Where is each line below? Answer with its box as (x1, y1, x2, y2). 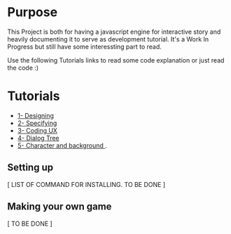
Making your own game (7, 201, 112, 213)
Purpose (7, 4, 58, 20)
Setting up (7, 162, 54, 174)
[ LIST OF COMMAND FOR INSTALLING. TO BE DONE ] (7, 180, 166, 188)
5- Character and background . (17, 141, 107, 150)
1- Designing (17, 111, 55, 119)
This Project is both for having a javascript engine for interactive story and (7, 27, 221, 36)
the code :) (7, 63, 39, 72)
